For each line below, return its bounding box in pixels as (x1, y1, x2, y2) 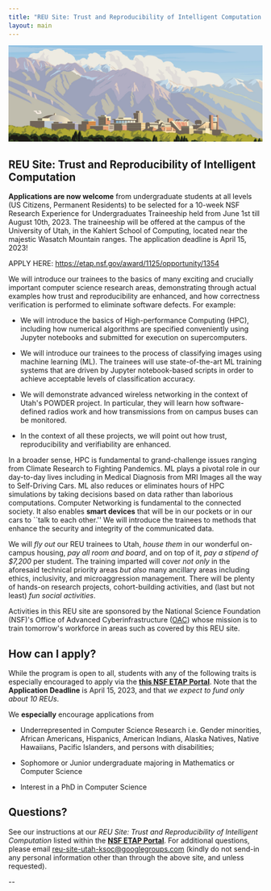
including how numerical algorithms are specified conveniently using (19, 324, 249, 334)
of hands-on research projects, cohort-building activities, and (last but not (8, 582, 256, 592)
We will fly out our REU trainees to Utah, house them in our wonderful (8, 539, 240, 549)
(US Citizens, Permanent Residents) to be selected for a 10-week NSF (8, 200, 240, 210)
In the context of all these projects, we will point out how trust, (19, 431, 227, 441)
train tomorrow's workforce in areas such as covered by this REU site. (8, 623, 240, 633)
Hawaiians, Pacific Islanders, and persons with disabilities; (19, 743, 215, 752)
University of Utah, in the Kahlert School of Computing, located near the (8, 226, 248, 235)
